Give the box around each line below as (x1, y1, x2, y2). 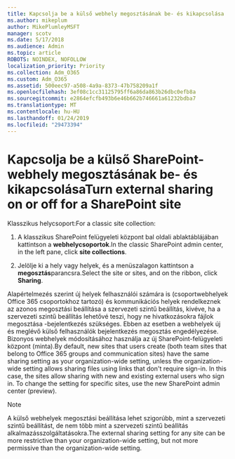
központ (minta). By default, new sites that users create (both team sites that (7, 342, 227, 351)
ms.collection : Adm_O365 (7, 69, 80, 76)
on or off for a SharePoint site (7, 196, 182, 212)
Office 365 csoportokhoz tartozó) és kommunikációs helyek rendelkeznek (7, 298, 221, 306)
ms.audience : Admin (7, 43, 65, 50)
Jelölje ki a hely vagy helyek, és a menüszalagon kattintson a (17, 261, 194, 270)
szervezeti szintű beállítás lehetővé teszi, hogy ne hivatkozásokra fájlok (7, 312, 214, 321)
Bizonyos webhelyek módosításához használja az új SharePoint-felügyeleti (7, 335, 223, 343)
